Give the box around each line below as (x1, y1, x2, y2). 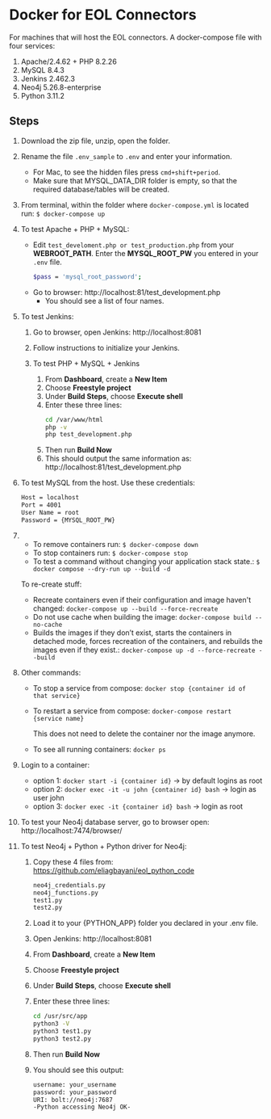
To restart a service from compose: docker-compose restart (32, 705, 232, 716)
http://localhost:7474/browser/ (20, 826, 123, 835)
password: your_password (32, 1088, 117, 1096)
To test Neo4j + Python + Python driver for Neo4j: (20, 841, 187, 851)
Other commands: (20, 667, 81, 677)
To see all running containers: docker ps (32, 744, 166, 754)
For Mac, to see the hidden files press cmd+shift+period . (32, 167, 221, 177)
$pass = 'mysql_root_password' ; (32, 272, 142, 280)
